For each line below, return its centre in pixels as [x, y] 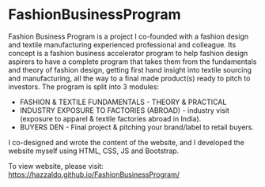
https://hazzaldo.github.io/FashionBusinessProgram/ [94, 174]
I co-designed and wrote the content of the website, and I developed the [127, 142]
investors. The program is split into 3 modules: [84, 86]
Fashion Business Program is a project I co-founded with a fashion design [129, 36]
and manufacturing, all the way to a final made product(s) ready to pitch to [129, 78]
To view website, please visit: [56, 166]
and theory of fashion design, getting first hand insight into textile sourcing [130, 69]
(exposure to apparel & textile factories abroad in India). [110, 118]
